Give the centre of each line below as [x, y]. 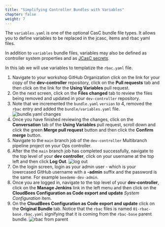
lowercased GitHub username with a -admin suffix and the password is [84, 172]
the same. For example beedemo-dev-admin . [55, 177]
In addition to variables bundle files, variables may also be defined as [76, 53]
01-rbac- [142, 209]
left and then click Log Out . [40, 162]
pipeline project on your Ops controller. [52, 146]
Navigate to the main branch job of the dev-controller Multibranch [80, 140]
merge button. [27, 135]
